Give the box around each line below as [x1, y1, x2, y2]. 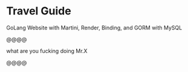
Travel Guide [6, 4, 71, 18]
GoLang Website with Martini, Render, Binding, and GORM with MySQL [6, 24, 183, 31]
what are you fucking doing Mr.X [6, 47, 88, 55]
